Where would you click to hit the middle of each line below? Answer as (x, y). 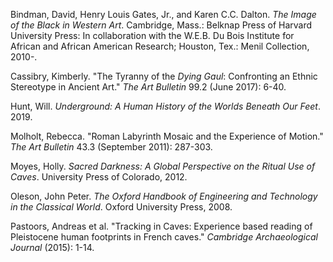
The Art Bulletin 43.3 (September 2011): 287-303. (111, 147)
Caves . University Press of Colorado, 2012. (99, 177)
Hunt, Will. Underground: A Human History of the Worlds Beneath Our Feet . (166, 106)
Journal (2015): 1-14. (52, 247)
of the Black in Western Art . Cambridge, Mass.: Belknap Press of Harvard (161, 25)
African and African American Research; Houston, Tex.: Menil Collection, (160, 46)
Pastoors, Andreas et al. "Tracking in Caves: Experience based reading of (161, 226)
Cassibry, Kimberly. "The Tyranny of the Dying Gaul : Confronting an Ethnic (164, 76)
